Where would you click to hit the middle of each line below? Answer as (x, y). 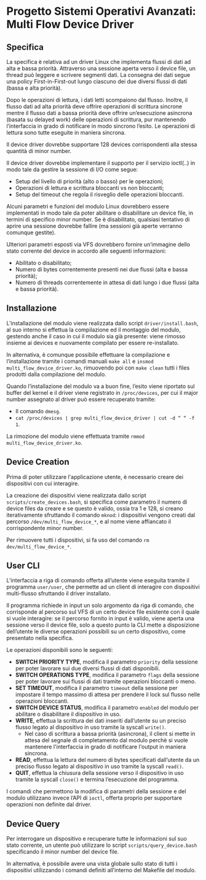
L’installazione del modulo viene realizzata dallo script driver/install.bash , (102, 323)
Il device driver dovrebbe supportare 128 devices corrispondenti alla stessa (102, 145)
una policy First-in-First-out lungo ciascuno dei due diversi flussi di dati (97, 81)
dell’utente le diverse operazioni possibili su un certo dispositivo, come (96, 632)
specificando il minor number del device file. (63, 852)
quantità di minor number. (39, 151)
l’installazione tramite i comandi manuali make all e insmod (80, 361)
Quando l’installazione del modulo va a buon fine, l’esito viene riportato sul (101, 386)
